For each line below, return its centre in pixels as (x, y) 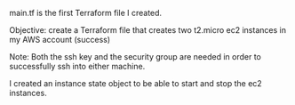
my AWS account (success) (60, 40)
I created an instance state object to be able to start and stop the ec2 (136, 83)
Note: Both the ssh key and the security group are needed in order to (136, 57)
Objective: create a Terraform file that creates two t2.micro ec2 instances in (148, 30)
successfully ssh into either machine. (77, 66)
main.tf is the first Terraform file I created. (86, 13)
